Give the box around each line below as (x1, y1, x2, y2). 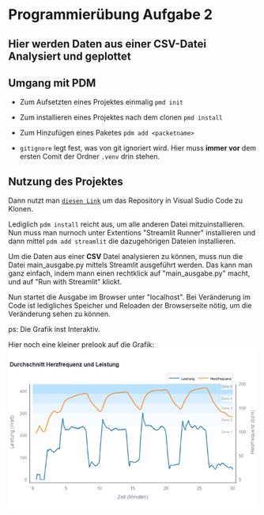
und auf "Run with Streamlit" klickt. (8, 277, 123, 287)
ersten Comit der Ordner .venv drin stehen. (19, 152, 160, 162)
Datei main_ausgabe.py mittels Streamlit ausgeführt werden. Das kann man (8, 260, 253, 270)
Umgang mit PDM (8, 76, 96, 90)
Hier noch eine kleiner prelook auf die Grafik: (8, 340, 154, 349)
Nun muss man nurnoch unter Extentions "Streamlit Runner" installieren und (8, 228, 256, 238)
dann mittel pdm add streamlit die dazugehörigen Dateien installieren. (8, 236, 236, 246)
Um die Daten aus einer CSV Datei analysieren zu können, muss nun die (8, 252, 243, 261)
